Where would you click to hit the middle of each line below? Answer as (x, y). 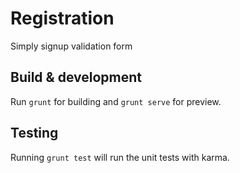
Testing (34, 133)
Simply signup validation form (71, 46)
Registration (62, 18)
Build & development (76, 77)
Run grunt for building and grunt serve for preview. (116, 101)
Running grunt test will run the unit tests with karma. (120, 157)
